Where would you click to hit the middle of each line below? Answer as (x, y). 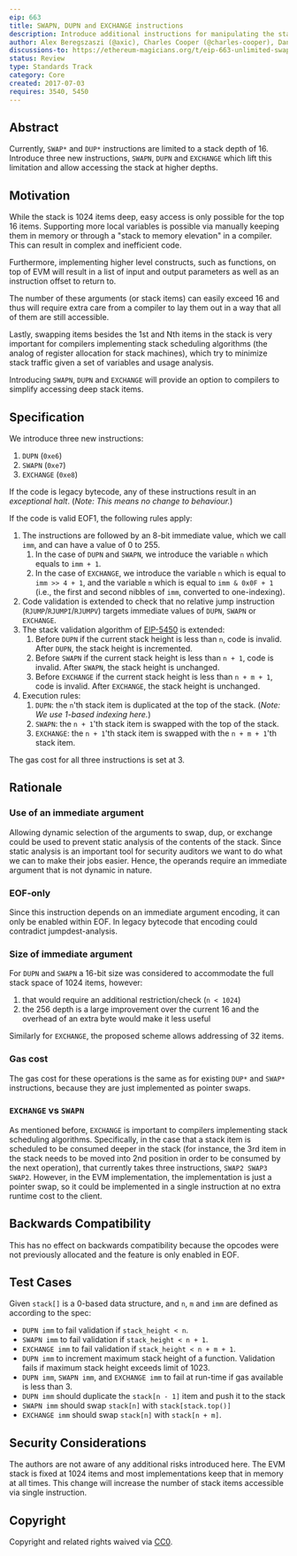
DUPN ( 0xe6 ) (42, 455)
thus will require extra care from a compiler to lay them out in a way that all (145, 308)
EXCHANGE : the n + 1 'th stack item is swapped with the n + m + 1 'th (156, 733)
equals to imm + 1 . (68, 563)
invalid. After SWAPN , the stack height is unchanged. (127, 667)
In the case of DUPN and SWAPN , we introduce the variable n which (152, 554)
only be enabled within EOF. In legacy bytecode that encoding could (133, 921)
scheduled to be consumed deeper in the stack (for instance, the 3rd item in (148, 1148)
